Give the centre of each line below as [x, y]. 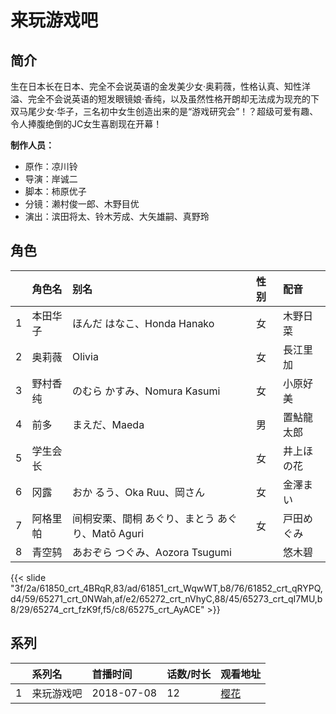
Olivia [85, 356]
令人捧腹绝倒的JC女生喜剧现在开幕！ [86, 124]
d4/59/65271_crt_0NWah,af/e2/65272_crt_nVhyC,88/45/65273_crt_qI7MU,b [166, 598]
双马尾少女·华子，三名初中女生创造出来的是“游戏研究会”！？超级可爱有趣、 [164, 111]
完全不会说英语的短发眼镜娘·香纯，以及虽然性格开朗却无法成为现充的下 [173, 99]
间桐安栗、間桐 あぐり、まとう [143, 518]
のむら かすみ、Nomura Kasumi [146, 391]
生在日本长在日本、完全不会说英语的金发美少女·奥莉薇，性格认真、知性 [156, 86]
